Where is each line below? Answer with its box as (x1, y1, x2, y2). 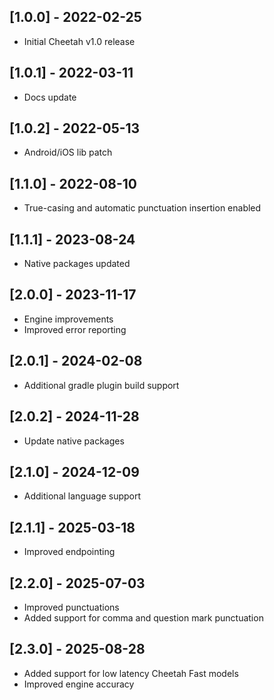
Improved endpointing (23, 546, 116, 558)
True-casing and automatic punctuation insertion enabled (23, 202, 262, 214)
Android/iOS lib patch (23, 146, 113, 159)
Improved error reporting (23, 323, 127, 335)
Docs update (23, 91, 77, 103)
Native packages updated (23, 258, 131, 270)
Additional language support (23, 490, 142, 502)
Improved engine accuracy (23, 678, 135, 690)
